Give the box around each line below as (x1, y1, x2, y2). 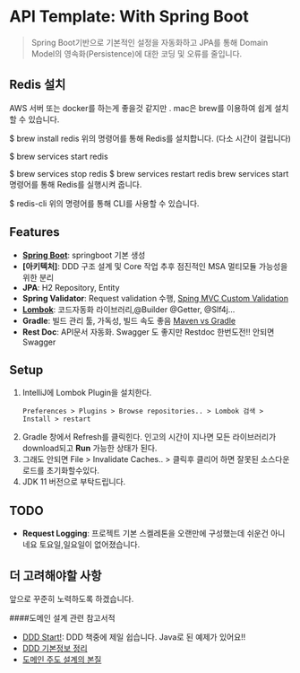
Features (9, 224, 60, 240)
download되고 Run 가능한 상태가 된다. (21, 442, 158, 454)
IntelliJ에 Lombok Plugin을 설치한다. (21, 388, 152, 398)
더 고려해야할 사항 (9, 568, 102, 583)
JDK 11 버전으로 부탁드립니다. (21, 476, 126, 487)
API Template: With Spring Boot (9, 6, 249, 27)
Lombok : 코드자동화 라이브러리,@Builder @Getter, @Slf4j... (21, 303, 236, 315)
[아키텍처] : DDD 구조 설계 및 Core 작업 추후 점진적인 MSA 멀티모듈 (21, 260, 257, 271)
